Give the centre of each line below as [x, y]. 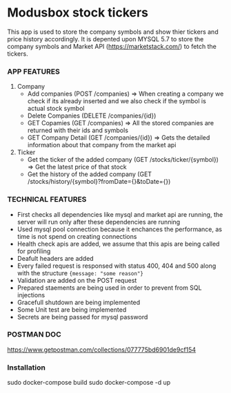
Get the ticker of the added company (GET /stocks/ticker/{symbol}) [123, 160]
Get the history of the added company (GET [90, 174]
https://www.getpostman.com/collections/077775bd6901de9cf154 [102, 350]
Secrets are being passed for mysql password [82, 317]
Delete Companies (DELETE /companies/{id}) [92, 116]
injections [31, 295]
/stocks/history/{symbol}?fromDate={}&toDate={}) [99, 182]
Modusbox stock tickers [78, 13]
